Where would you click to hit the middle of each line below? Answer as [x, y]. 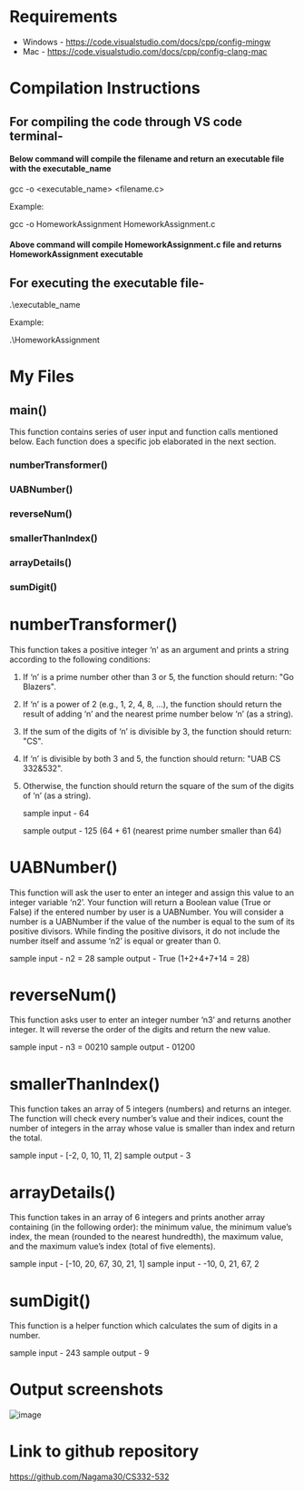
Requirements [64, 17]
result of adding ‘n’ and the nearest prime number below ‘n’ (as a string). [158, 714]
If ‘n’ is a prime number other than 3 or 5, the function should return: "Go [158, 676]
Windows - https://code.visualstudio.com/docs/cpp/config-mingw [147, 42]
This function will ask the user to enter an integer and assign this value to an [152, 893]
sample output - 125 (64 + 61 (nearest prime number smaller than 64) [152, 830]
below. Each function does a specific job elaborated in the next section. [143, 441]
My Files [42, 376]
